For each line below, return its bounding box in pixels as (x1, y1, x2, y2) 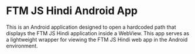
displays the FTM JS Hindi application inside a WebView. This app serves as (6, 29, 189, 36)
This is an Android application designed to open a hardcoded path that (6, 23, 177, 31)
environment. (6, 42, 38, 49)
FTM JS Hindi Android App (6, 4, 138, 18)
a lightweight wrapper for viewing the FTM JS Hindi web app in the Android (6, 36, 188, 43)
